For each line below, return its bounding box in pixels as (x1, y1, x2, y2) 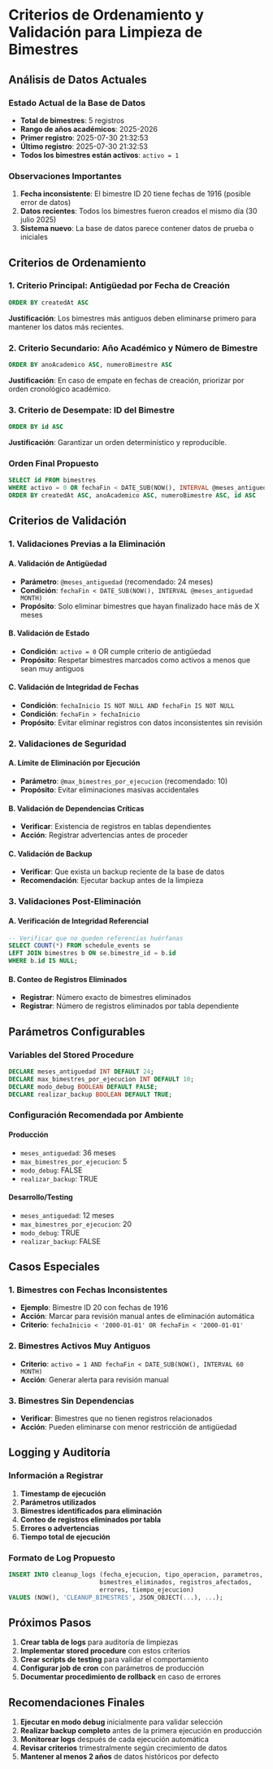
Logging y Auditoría (8, 1446, 111, 1460)
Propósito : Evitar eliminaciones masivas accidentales (19, 785, 199, 795)
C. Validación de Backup (8, 849, 93, 858)
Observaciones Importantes (8, 170, 122, 181)
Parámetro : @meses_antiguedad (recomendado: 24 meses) (19, 576, 214, 587)
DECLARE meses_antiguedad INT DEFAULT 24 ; (8, 1068, 154, 1076)
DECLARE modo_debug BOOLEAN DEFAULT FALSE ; (8, 1082, 158, 1091)
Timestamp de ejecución (19, 1488, 106, 1498)
